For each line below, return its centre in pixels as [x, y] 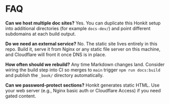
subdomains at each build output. [40, 34]
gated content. [21, 96]
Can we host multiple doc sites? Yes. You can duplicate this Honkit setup [83, 23]
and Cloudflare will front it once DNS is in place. [56, 55]
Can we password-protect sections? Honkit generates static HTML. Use [82, 85]
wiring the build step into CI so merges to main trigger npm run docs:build [83, 70]
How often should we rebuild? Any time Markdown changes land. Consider [85, 64]
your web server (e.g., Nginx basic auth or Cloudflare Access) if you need [83, 90]
